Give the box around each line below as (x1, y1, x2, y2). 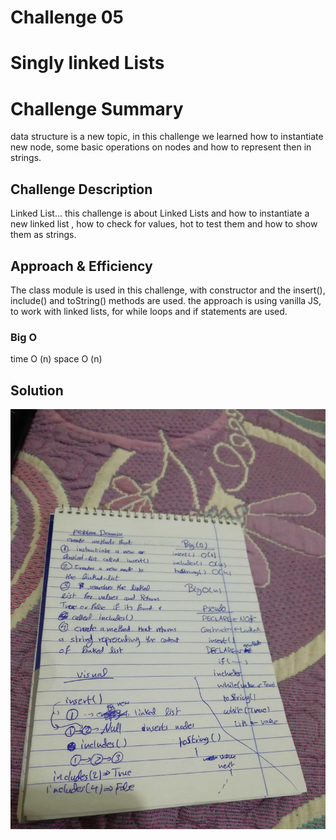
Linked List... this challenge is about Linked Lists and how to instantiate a (10, 207, 310, 220)
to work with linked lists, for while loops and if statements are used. (10, 305, 288, 317)
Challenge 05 (10, 6, 124, 29)
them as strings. (10, 229, 77, 241)
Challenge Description (10, 181, 153, 198)
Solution (10, 382, 64, 399)
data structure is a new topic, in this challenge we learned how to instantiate (10, 131, 324, 143)
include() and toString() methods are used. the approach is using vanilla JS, (10, 294, 322, 306)
